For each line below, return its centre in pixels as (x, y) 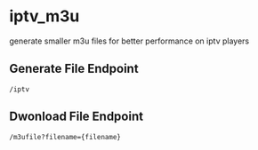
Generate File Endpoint (74, 69)
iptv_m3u (44, 16)
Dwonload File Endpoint (77, 117)
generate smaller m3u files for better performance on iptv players (129, 41)
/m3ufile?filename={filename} (65, 137)
